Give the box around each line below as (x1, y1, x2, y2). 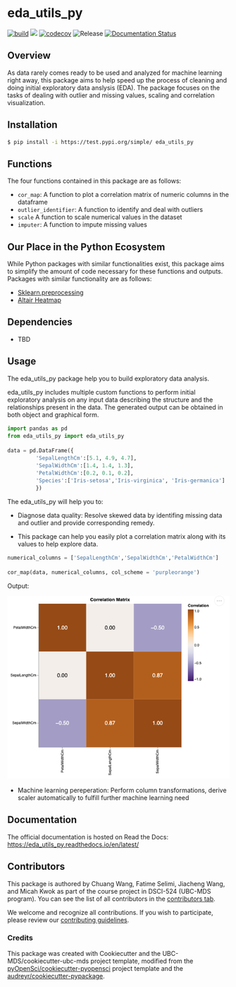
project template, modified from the (90, 957, 194, 965)
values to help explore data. (17, 539, 99, 548)
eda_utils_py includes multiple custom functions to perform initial (7, 388, 196, 396)
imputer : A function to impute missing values (17, 220, 148, 229)
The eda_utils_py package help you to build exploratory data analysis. (7, 374, 210, 383)
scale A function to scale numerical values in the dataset (17, 213, 182, 222)
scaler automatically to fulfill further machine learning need (17, 793, 190, 802)
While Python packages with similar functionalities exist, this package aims (7, 260, 225, 268)
